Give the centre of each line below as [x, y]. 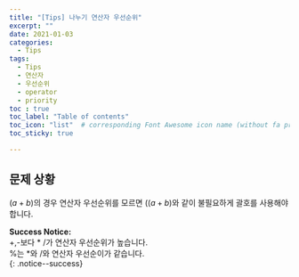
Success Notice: [40, 232]
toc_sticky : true [41, 134]
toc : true [29, 109]
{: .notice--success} [46, 263]
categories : [31, 42]
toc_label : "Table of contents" [69, 117]
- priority [37, 100]
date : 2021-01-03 [41, 34]
